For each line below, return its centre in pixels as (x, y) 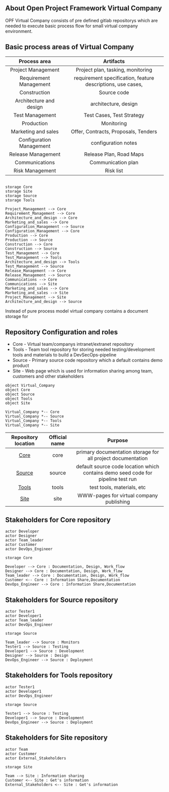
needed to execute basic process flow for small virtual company (72, 26)
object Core (18, 390)
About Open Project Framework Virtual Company (84, 8)
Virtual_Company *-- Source (35, 416)
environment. (19, 31)
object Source (20, 394)
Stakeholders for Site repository (57, 738)
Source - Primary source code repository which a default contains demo (88, 360)
